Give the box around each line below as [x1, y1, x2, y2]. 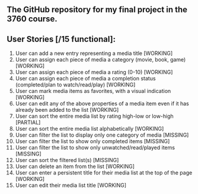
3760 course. [7, 14, 58, 24]
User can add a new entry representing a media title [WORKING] [15, 50, 173, 57]
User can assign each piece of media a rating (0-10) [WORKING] [15, 69, 173, 76]
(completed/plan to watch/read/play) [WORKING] [15, 81, 136, 88]
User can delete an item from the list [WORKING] [15, 163, 135, 170]
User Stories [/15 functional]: [7, 34, 116, 44]
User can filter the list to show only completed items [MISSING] [15, 138, 170, 145]
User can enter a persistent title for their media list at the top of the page [15, 169, 193, 176]
